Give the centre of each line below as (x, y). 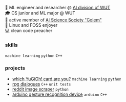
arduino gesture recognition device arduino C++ (60, 94)
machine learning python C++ (34, 56)
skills (11, 45)
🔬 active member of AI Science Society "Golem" (53, 20)
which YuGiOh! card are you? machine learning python (67, 79)
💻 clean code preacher (29, 31)
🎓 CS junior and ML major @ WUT (40, 13)
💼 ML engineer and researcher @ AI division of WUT (58, 8)
